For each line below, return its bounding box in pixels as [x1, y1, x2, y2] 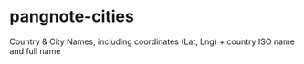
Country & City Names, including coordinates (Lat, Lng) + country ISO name [9, 36, 295, 47]
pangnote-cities [9, 6, 134, 27]
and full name [9, 45, 61, 56]
